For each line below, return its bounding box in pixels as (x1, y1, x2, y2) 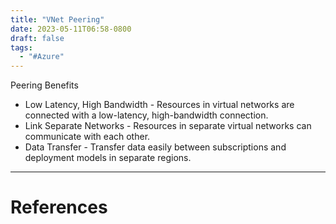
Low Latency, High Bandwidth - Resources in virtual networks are (24, 99, 295, 111)
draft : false (10, 33, 65, 43)
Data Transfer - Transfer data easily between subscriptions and (24, 141, 287, 153)
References (10, 196, 108, 219)
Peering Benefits (10, 79, 79, 91)
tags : (10, 42, 33, 53)
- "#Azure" (19, 52, 65, 62)
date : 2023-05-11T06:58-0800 (10, 24, 132, 34)
